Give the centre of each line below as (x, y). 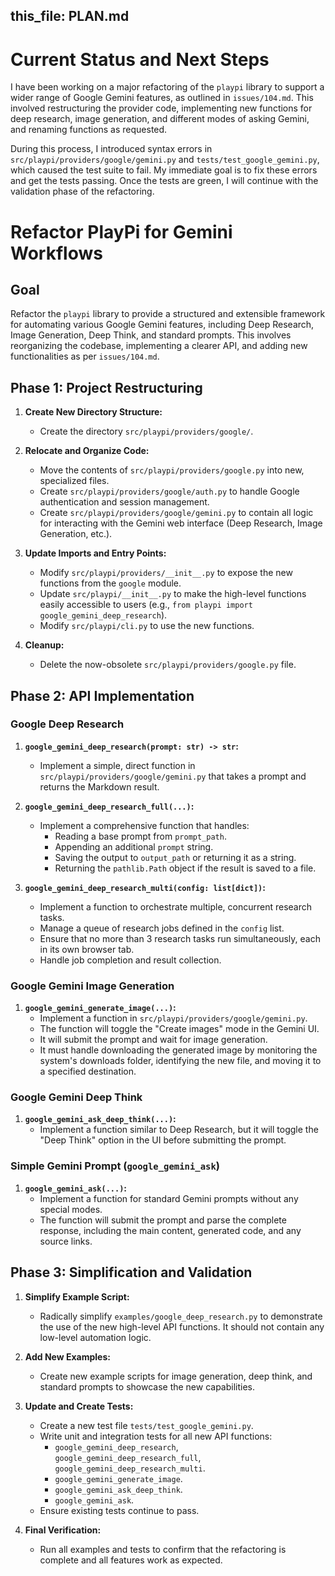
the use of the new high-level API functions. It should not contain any (182, 1326)
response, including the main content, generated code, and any (170, 1230)
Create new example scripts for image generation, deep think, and (176, 1376)
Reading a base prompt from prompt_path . (140, 836)
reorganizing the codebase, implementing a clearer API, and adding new (159, 346)
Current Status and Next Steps (140, 59)
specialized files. (74, 481)
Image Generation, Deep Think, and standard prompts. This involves (151, 335)
